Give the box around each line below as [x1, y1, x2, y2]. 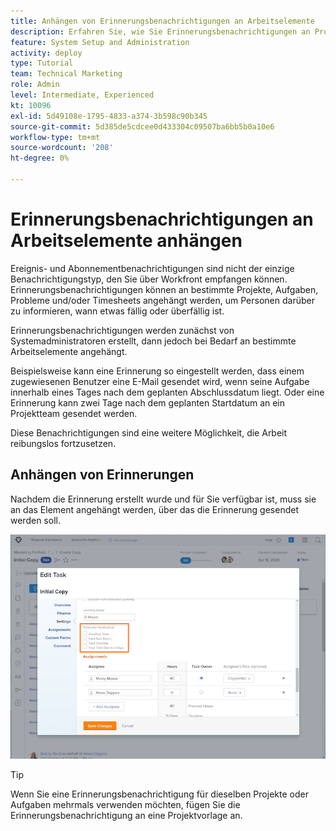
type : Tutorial [10, 58, 74, 69]
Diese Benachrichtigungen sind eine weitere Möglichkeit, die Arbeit [10, 426, 288, 439]
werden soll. [10, 514, 61, 526]
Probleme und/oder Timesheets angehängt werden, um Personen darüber [10, 294, 315, 306]
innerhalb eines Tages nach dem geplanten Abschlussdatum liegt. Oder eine [10, 386, 325, 398]
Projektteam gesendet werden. [10, 407, 138, 419]
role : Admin [10, 80, 60, 90]
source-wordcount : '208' [10, 143, 114, 153]
